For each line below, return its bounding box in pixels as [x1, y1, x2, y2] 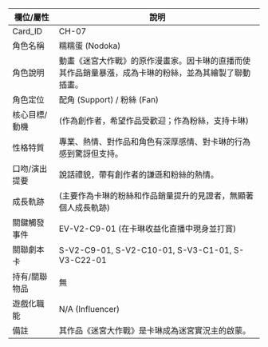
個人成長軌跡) [58, 202, 110, 213]
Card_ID [12, 26, 42, 37]
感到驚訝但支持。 [58, 148, 124, 159]
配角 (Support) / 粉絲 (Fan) [58, 94, 160, 105]
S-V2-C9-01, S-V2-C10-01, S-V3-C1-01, [58, 245, 232, 255]
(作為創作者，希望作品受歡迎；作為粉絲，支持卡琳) [58, 115, 250, 126]
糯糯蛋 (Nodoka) [58, 40, 121, 51]
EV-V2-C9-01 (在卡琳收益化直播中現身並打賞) [58, 223, 237, 234]
